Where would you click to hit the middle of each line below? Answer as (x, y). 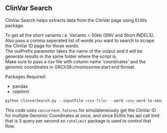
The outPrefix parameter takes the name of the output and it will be (74, 51)
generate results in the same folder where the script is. (61, 56)
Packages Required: (26, 76)
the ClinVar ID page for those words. (42, 46)
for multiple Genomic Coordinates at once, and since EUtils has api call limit (83, 115)
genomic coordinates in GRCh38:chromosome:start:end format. (70, 67)
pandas (20, 86)
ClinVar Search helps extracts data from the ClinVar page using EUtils (76, 20)
